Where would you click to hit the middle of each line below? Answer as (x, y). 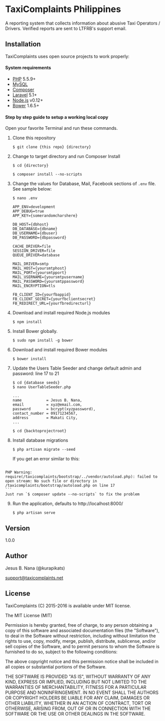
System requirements (28, 68)
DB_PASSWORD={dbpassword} (39, 238)
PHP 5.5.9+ (24, 79)
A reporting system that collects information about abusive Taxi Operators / (83, 23)
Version (17, 528)
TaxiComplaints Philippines (63, 9)
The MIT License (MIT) (29, 615)
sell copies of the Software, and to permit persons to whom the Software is (82, 646)
